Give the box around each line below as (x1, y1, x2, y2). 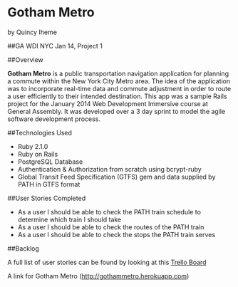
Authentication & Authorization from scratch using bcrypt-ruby (17, 165, 202, 173)
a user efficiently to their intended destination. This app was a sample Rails (7, 92, 227, 100)
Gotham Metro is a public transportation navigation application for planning (7, 69, 229, 78)
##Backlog (7, 244, 39, 253)
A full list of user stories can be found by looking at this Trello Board (7, 258, 207, 266)
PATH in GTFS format (17, 179, 81, 189)
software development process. (7, 115, 101, 123)
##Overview (7, 55, 44, 64)
